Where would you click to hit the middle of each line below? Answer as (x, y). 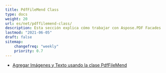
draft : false (19, 37)
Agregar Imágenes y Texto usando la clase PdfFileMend (70, 65)
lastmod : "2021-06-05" (29, 33)
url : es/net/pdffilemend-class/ (39, 23)
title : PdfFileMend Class (32, 10)
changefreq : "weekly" (36, 46)
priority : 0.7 (29, 51)
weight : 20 (16, 19)
